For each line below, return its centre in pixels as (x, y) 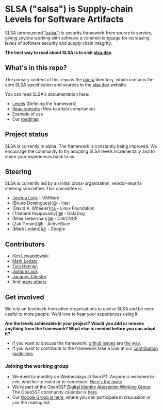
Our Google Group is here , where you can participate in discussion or (81, 397)
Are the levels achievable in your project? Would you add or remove (74, 323)
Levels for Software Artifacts (64, 19)
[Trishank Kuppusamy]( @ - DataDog (48, 214)
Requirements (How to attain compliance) (54, 108)
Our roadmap (25, 119)
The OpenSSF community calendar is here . (55, 392)
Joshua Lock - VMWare (36, 198)
